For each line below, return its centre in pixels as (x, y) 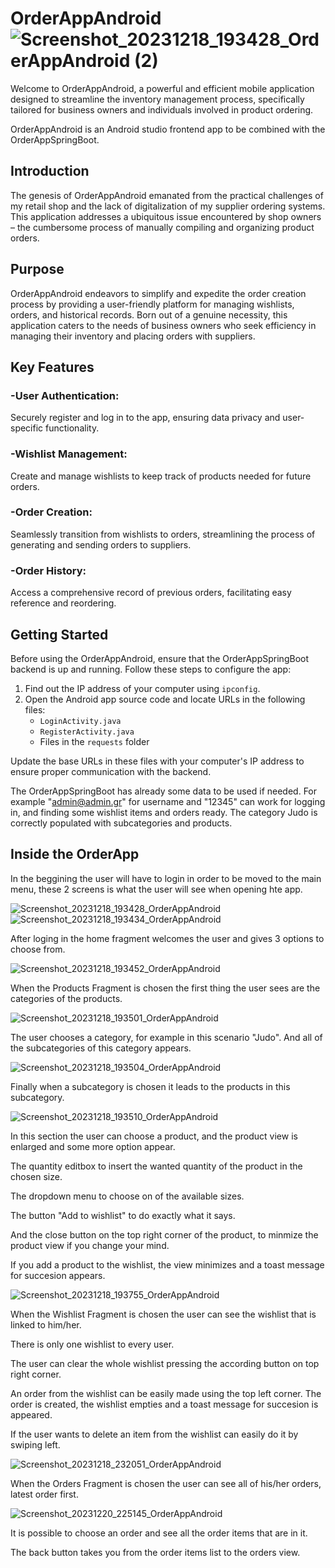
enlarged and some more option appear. (93, 1146)
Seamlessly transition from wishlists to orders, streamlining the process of (163, 534)
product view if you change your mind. (90, 1245)
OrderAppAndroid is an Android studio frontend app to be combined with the (168, 129)
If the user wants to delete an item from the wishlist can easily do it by (154, 1434)
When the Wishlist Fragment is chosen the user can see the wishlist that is (163, 1314)
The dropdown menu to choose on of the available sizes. (127, 1196)
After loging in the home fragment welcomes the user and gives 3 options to (167, 938)
